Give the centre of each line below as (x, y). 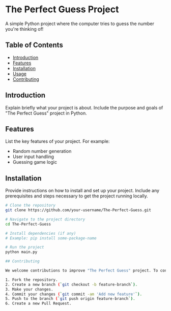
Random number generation (42, 151)
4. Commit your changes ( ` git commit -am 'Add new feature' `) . (74, 294)
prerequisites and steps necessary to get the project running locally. (77, 196)
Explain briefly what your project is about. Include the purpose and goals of (84, 107)
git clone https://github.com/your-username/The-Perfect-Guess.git (78, 210)
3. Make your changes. (29, 289)
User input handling (33, 157)
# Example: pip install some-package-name (51, 238)
